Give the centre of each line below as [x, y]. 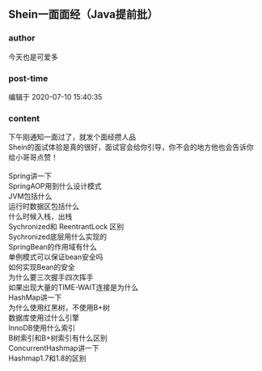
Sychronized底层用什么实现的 [58, 237]
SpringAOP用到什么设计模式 [55, 186]
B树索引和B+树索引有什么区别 [58, 338]
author [22, 38]
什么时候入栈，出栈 [40, 216]
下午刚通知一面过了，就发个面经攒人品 [72, 137]
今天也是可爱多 [33, 57]
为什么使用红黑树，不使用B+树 [59, 308]
